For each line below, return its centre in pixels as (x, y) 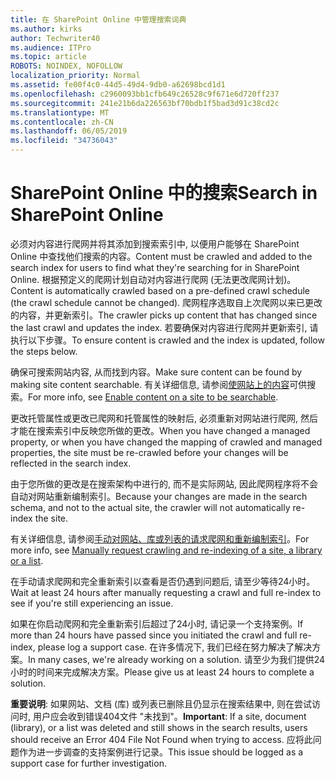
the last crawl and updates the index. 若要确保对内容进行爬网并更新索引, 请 (164, 327)
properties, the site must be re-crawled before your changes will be (149, 452)
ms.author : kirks (46, 29)
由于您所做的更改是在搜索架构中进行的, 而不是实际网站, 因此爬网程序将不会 (164, 483)
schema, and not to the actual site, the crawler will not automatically (150, 507)
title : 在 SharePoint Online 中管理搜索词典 (98, 19)
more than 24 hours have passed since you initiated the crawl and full (154, 635)
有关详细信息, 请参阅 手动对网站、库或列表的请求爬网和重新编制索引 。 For (160, 538)
